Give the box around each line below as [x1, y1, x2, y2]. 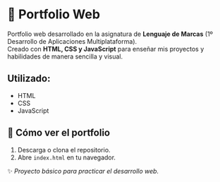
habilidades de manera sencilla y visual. [7, 52, 123, 61]
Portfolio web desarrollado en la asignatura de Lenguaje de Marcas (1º [7, 30, 214, 38]
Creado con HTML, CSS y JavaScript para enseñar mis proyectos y [7, 44, 204, 53]
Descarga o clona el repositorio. [17, 145, 111, 154]
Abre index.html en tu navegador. [17, 153, 116, 162]
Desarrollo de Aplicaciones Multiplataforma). [7, 37, 137, 45]
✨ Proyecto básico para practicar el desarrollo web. [7, 166, 159, 175]
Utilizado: [7, 73, 51, 85]
